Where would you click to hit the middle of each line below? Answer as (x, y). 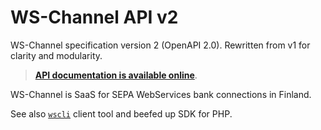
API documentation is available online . (116, 75)
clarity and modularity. (56, 55)
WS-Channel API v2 (94, 17)
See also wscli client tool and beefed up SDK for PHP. (121, 113)
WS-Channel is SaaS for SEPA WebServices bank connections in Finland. (161, 94)
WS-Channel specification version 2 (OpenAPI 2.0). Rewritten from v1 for (160, 45)
